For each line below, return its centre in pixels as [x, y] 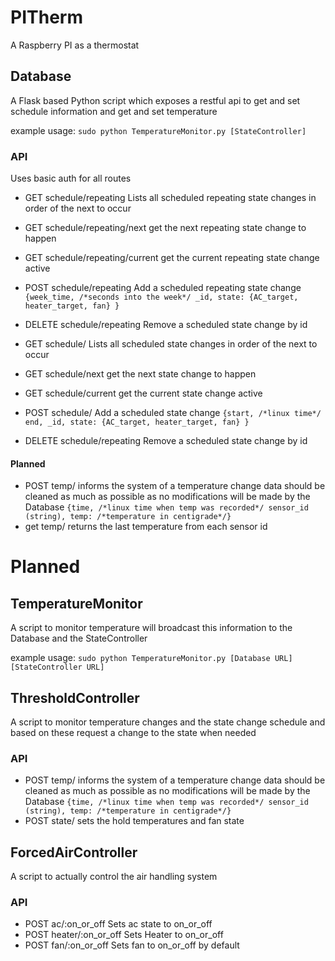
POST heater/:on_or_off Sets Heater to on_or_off [124, 935]
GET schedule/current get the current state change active [143, 393]
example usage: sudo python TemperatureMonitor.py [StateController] [158, 130]
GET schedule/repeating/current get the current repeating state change [172, 258]
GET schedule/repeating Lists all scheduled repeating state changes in [170, 198]
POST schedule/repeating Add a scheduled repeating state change [163, 288]
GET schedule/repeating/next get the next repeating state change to [165, 228]
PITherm [46, 17]
